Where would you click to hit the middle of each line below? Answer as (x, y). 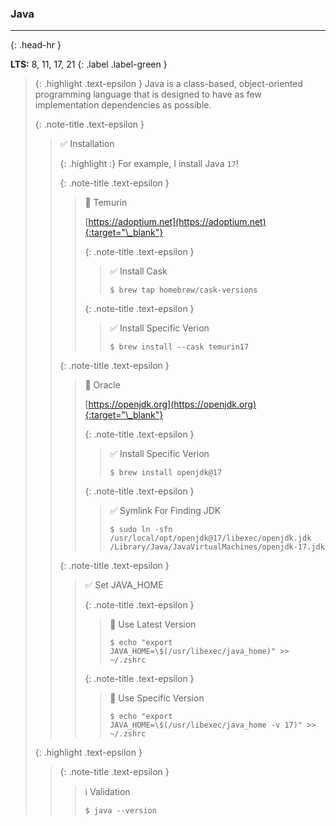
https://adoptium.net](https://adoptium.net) (177, 222)
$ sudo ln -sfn (141, 530)
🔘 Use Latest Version (153, 624)
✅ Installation (87, 144)
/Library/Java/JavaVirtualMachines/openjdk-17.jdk (217, 547)
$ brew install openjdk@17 (166, 473)
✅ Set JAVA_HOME (124, 585)
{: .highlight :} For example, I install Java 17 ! (149, 164)
